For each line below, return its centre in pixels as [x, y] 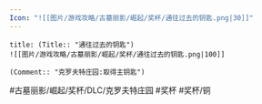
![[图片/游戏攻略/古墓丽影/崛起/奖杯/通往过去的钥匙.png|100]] [117, 54]
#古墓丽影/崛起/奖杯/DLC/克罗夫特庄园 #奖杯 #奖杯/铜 [110, 90]
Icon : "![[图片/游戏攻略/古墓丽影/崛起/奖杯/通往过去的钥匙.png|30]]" [131, 18]
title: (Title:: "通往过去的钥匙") [72, 45]
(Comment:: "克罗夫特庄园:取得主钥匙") [77, 72]
